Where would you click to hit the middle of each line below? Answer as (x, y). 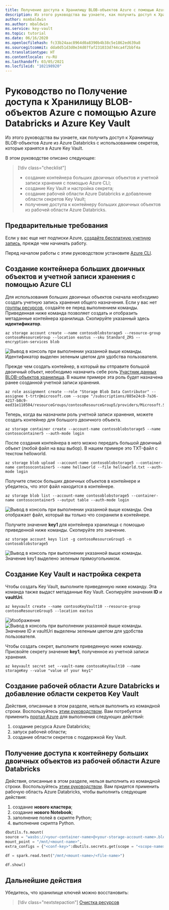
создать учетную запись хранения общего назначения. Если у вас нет (81, 302)
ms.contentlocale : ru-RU (31, 57)
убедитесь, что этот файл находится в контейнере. (60, 486)
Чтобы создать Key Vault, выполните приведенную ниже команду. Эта (81, 586)
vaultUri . (15, 597)
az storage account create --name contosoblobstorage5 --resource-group (83, 333)
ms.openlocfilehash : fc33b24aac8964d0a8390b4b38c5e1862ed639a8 (73, 43)
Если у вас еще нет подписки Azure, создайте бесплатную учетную (78, 237)
